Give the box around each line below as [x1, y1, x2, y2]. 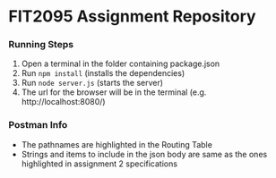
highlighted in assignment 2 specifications [21, 158, 178, 169]
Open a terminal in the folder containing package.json [21, 58, 220, 69]
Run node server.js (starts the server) [21, 78, 163, 89]
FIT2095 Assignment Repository [8, 6, 256, 27]
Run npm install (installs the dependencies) [21, 68, 185, 79]
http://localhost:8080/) [21, 97, 106, 107]
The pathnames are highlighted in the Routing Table [21, 139, 212, 149]
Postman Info [8, 119, 68, 131]
